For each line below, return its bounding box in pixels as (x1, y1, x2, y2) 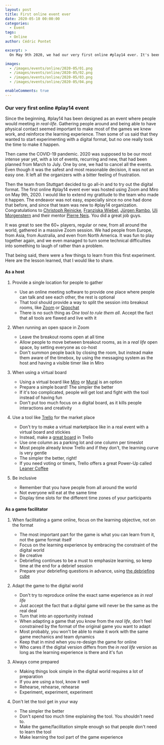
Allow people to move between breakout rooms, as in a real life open (19, 339, 158, 345)
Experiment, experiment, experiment (19, 689, 93, 695)
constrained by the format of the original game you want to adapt (19, 624, 151, 629)
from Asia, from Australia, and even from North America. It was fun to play (5, 233, 155, 238)
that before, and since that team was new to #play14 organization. (5, 202, 138, 208)
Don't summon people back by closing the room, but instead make (19, 349, 153, 355)
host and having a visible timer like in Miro (19, 360, 104, 366)
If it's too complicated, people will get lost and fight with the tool (19, 390, 149, 396)
